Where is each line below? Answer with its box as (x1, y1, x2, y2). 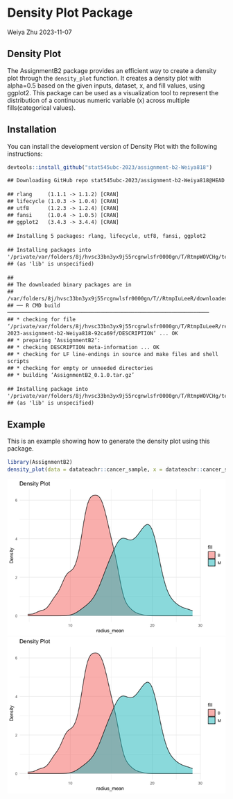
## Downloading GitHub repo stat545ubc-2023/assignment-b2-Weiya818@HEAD (7, 177, 225, 184)
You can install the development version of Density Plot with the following (7, 142, 217, 150)
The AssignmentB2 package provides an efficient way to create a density (7, 66, 217, 74)
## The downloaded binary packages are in (7, 282, 132, 289)
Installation (7, 124, 57, 136)
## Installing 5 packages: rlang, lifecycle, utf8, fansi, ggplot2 (7, 233, 207, 240)
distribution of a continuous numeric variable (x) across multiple (7, 96, 190, 104)
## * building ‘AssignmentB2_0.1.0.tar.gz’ (7, 372, 135, 379)
